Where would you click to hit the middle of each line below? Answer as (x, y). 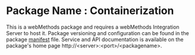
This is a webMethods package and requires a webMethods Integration (93, 27)
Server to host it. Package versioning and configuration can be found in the (97, 33)
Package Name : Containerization (90, 11)
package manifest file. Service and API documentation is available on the (95, 39)
